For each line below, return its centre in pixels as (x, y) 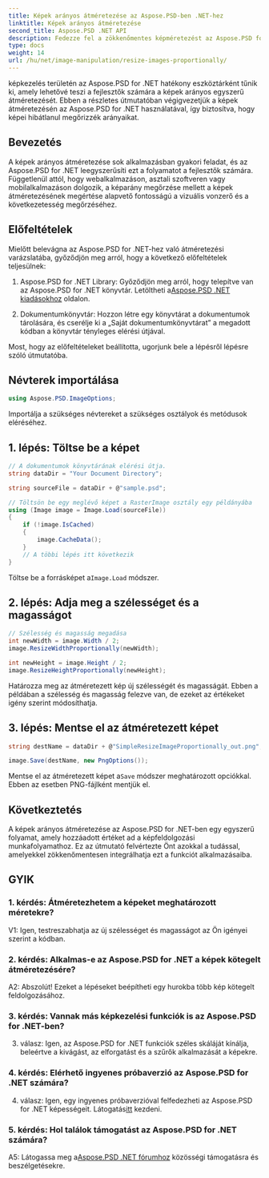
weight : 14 (26, 53)
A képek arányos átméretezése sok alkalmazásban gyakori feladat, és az (128, 162)
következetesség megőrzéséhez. (63, 204)
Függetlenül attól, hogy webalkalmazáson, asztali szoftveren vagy (117, 179)
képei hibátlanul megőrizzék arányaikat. (74, 117)
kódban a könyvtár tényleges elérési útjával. (92, 331)
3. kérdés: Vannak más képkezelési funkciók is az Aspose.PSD (132, 1016)
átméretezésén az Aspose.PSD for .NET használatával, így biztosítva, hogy (132, 108)
